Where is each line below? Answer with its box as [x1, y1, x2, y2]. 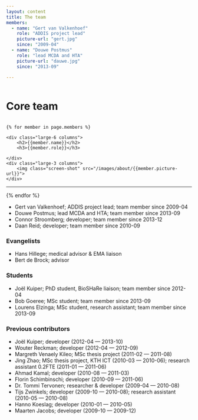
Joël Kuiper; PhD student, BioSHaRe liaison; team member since [14, 285, 171, 292]
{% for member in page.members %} [6, 125, 91, 131]
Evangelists [6, 237, 41, 245]
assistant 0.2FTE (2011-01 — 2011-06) [14, 363, 107, 370]
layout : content [6, 8, 46, 15]
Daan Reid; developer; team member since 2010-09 [14, 222, 140, 229]
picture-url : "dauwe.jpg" [16, 58, 81, 64]
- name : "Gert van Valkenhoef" [11, 25, 88, 31]
